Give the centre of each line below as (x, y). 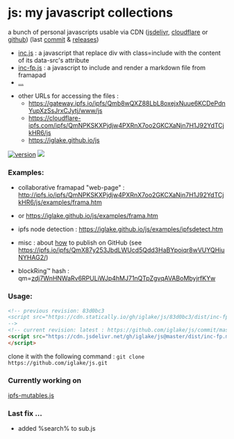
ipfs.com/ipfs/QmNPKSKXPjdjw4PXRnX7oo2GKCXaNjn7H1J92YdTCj (126, 125)
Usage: (20, 297)
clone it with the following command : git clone (76, 356)
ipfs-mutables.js (31, 396)
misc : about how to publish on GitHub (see (80, 243)
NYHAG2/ (32, 258)
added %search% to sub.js (57, 429)
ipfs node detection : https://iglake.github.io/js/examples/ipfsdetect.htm (120, 229)
